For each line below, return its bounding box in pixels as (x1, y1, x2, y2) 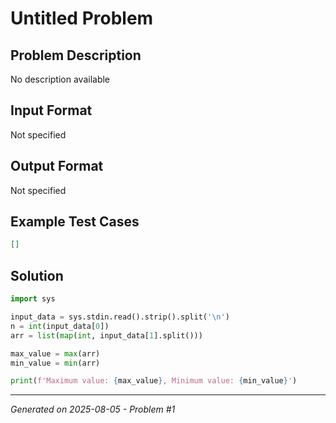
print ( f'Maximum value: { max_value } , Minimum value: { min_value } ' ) (10, 376, 298, 386)
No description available (10, 73, 111, 85)
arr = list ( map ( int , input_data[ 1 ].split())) (10, 330, 203, 341)
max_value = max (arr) (10, 348, 101, 359)
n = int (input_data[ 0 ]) (10, 321, 110, 331)
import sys (10, 294, 56, 304)
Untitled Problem (10, 7, 154, 30)
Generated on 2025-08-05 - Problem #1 (10, 403, 176, 416)
